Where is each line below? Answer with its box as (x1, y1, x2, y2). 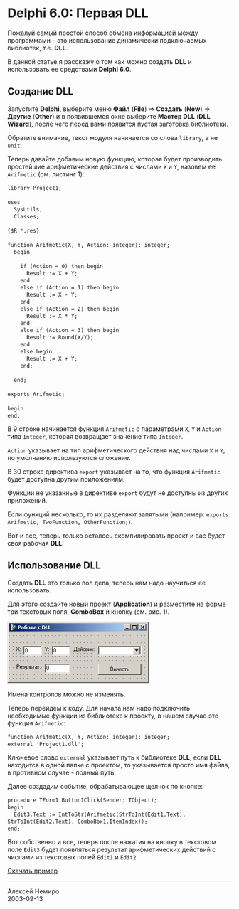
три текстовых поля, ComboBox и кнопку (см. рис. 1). (7, 607, 170, 616)
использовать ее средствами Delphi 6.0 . (7, 65, 132, 73)
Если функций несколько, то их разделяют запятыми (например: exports (7, 510, 229, 519)
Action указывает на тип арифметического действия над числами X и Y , (7, 446, 225, 455)
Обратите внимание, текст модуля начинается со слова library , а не (7, 133, 218, 142)
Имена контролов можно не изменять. (7, 690, 126, 698)
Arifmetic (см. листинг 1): (7, 169, 85, 179)
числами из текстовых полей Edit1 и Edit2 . (7, 852, 139, 861)
